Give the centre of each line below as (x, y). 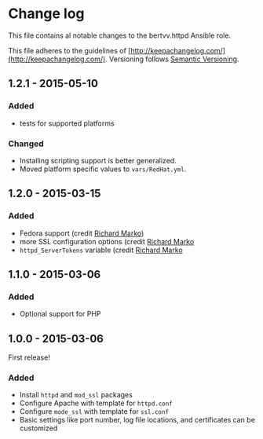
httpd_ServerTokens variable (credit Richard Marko (101, 250)
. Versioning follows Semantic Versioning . (172, 59)
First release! (29, 357)
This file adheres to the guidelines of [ (69, 50)
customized (38, 428)
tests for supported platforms (67, 123)
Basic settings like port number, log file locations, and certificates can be (137, 420)
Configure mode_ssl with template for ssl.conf (94, 412)
